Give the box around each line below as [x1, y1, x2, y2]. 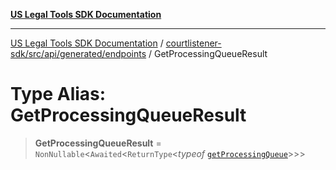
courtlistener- [165, 37, 222, 49]
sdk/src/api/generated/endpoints [10, 48, 147, 59]
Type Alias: [10, 83, 107, 106]
